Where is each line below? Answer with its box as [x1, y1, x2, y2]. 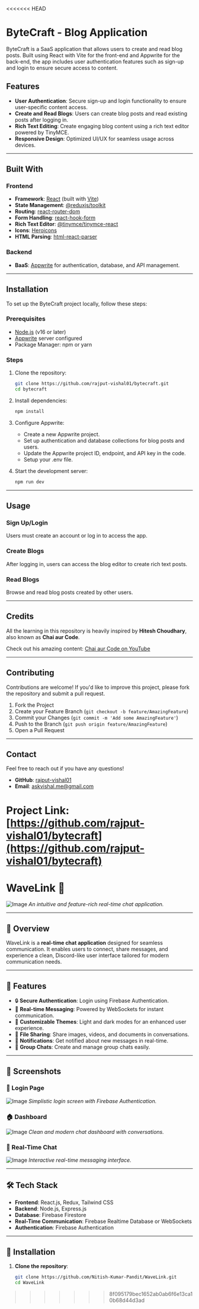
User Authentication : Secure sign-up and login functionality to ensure [14, 97, 187, 104]
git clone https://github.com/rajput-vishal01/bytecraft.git [14, 381, 169, 387]
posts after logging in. [14, 116, 69, 123]
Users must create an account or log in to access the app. [6, 532, 148, 539]
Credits [6, 611, 34, 622]
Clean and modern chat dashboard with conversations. [28, 1129, 164, 1136]
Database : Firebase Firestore [14, 1212, 86, 1219]
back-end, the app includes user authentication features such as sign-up [6, 58, 184, 65]
